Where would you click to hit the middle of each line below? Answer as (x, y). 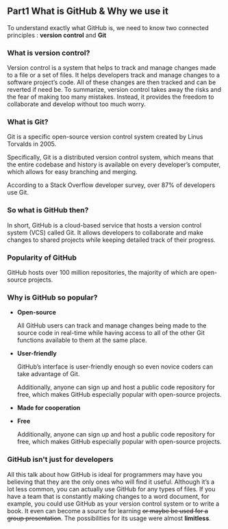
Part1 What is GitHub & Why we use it (88, 11)
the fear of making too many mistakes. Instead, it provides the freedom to (111, 97)
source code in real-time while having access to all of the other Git (111, 333)
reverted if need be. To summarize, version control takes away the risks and (114, 90)
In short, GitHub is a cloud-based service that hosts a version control (104, 225)
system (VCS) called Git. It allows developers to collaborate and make (105, 232)
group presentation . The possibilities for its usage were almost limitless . (109, 518)
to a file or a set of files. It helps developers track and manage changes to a (114, 75)
